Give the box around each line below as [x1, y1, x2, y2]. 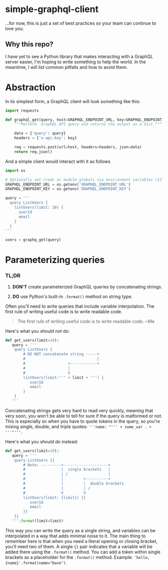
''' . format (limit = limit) [11, 519, 64, 524]
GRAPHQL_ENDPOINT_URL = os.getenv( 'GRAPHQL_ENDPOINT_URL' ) [5, 182, 131, 187]
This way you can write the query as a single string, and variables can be [5, 527, 156, 533]
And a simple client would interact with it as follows [5, 158, 111, 164]
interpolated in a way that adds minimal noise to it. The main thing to [5, 533, 146, 539]
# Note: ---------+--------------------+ [23, 462, 111, 467]
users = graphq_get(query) [5, 237, 61, 242]
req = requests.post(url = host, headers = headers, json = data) [14, 145, 142, 150]
